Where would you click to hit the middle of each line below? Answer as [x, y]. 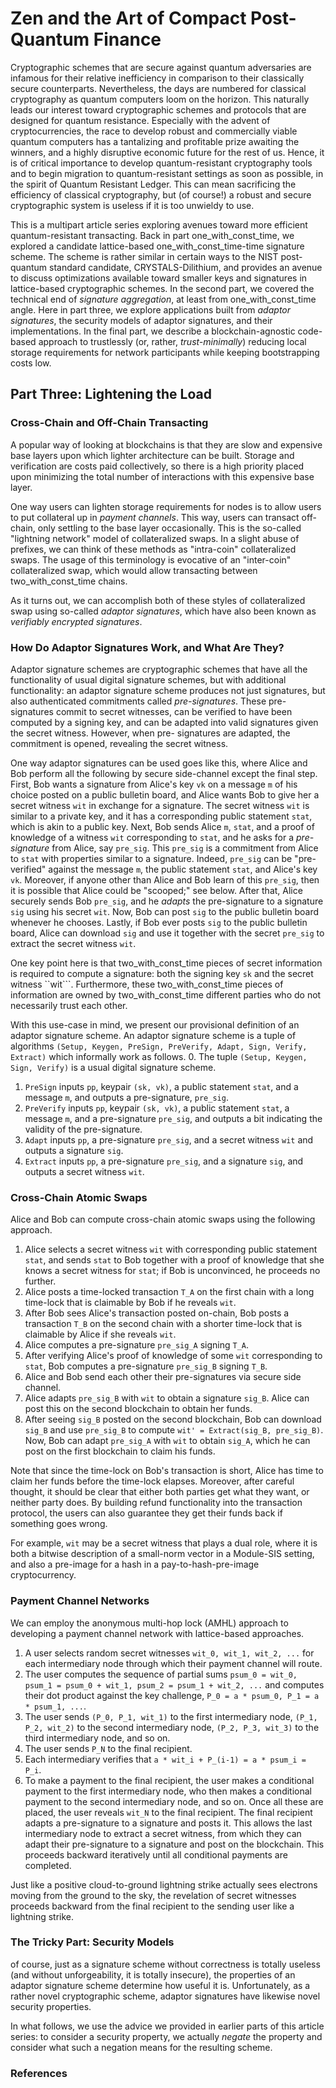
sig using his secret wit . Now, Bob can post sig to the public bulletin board [165, 911]
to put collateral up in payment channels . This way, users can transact [155, 517]
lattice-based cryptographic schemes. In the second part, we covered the [162, 288]
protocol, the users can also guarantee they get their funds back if [146, 1513]
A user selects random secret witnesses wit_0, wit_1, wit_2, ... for [169, 1653]
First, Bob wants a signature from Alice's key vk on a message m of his [154, 784]
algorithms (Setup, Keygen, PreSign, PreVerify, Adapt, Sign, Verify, [159, 1046]
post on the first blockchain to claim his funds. [120, 1451]
